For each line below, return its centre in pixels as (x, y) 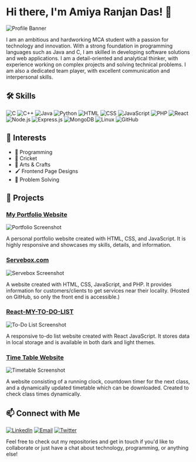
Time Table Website (35, 357)
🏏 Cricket (26, 158)
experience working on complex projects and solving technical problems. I (96, 64)
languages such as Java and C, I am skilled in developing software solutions (98, 52)
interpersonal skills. (30, 77)
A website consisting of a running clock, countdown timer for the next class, (98, 382)
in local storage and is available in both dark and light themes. (81, 342)
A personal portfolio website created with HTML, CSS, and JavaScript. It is (96, 239)
